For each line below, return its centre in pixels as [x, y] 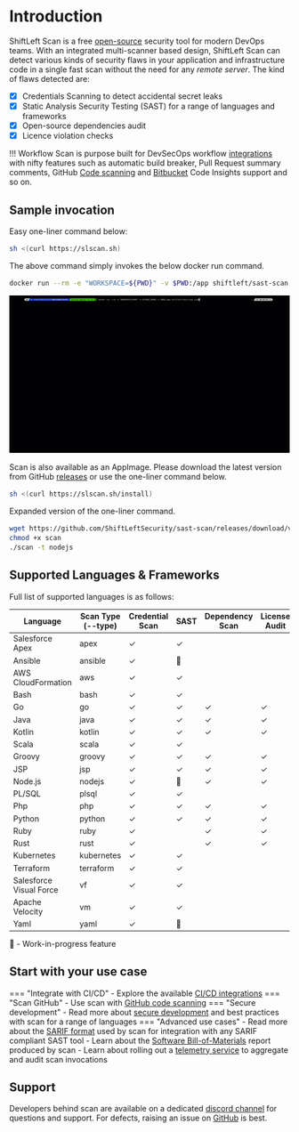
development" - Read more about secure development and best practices [144, 1012]
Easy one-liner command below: [69, 231]
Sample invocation [62, 210]
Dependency [229, 617]
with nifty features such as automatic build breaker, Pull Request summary [145, 163]
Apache [27, 902]
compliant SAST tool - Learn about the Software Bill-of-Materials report [140, 1040]
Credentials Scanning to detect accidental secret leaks [122, 96]
